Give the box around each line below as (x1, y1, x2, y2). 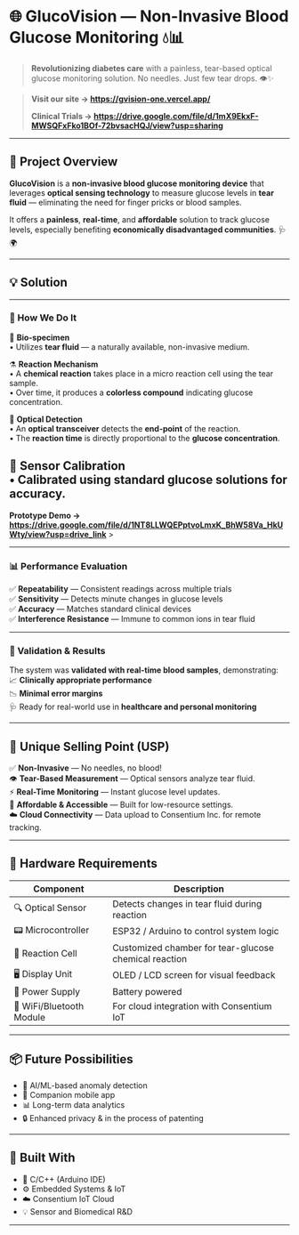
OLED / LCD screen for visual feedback (112, 969, 276, 981)
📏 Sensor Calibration (9, 458, 126, 473)
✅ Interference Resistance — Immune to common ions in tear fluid (9, 613, 255, 624)
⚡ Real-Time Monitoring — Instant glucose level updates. (9, 787, 221, 797)
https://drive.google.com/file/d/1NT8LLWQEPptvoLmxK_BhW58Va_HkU (9, 519, 284, 530)
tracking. (9, 822, 42, 833)
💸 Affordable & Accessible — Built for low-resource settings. (9, 799, 234, 811)
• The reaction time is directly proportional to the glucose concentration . (9, 432, 280, 443)
